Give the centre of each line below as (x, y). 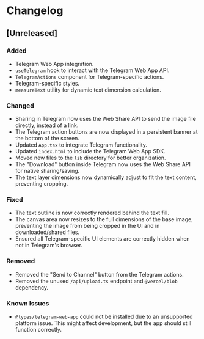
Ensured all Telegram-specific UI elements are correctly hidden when (103, 239)
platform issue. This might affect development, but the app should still (103, 323)
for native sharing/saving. (47, 171)
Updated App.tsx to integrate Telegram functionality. (81, 145)
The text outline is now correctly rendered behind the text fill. (92, 213)
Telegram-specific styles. (47, 83)
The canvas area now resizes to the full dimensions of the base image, (104, 219)
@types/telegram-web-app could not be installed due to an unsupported (104, 317)
